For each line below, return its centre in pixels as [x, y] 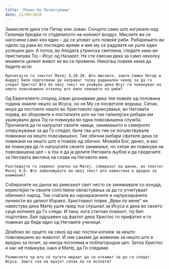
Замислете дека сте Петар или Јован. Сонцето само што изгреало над [82, 29]
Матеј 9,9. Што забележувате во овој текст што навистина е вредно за [81, 171]
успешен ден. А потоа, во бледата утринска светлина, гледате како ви [81, 50]
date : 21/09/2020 [23, 15]
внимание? [16, 175]
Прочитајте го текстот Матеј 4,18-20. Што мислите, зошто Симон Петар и [83, 76]
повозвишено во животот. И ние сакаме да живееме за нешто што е [79, 237]
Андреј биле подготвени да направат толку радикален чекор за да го [79, 80]
